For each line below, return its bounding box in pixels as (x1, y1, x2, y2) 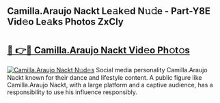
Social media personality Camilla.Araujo (96, 66, 208, 74)
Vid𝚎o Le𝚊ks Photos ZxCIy (7, 16, 124, 28)
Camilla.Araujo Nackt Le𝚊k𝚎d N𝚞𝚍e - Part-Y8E (7, 5, 210, 17)
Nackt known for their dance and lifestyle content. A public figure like (7, 74, 202, 81)
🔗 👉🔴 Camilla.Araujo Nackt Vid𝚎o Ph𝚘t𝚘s (7, 44, 190, 56)
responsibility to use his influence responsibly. (7, 88, 138, 96)
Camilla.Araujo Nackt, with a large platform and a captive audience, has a (7, 81, 213, 89)
